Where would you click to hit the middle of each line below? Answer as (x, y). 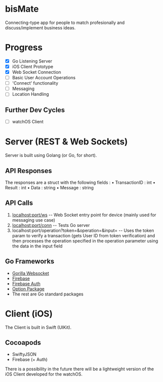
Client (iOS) (29, 314)
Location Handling (31, 94)
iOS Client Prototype (33, 67)
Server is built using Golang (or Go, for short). (51, 156)
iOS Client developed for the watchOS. (44, 374)
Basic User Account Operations (44, 78)
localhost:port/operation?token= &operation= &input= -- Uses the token (83, 230)
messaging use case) (33, 220)
